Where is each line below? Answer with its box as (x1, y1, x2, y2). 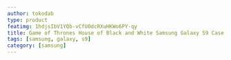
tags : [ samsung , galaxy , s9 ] (7, 36, 91, 43)
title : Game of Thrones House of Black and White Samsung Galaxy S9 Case (7, 29, 225, 37)
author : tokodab (7, 10, 54, 17)
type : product (7, 17, 48, 23)
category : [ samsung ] (7, 42, 67, 49)
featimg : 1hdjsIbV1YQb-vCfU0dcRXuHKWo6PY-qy (7, 23, 138, 30)
